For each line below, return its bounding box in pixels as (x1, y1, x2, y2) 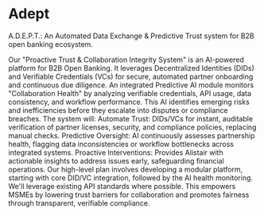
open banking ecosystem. (8, 39, 94, 48)
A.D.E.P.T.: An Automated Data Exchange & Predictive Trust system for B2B (8, 31, 254, 40)
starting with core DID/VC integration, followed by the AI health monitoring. (8, 172, 253, 183)
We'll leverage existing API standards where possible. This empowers (8, 181, 236, 191)
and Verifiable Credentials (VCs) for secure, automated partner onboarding (8, 71, 254, 81)
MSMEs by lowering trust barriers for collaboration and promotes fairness (8, 190, 250, 199)
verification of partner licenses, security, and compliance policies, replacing (8, 122, 257, 132)
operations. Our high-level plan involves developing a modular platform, (8, 164, 243, 174)
